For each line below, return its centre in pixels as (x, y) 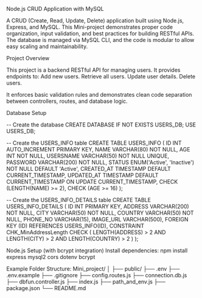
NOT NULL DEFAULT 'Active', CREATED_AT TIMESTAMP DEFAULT (89, 169)
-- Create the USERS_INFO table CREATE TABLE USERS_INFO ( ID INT (94, 143)
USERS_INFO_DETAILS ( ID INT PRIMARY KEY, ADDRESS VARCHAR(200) (98, 206)
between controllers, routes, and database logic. (67, 101)
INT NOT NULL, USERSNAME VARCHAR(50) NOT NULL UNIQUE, (88, 156)
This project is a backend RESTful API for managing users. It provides (93, 70)
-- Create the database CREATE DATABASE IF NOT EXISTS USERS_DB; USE (101, 125)
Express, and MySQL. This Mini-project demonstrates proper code (90, 27)
